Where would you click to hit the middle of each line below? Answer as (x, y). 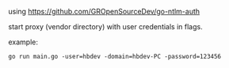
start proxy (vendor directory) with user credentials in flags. (106, 26)
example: (23, 42)
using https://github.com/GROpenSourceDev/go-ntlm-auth (104, 11)
